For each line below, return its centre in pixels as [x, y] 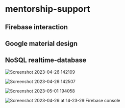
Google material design [41, 43]
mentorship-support [48, 9]
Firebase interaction [37, 27]
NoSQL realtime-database [46, 60]
